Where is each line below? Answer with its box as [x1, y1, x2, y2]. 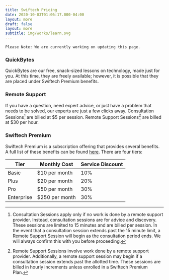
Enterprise [8, 193, 33, 200]
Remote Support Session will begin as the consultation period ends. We [12, 233, 161, 239]
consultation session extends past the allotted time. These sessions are [12, 258, 161, 264]
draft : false [5, 21, 33, 27]
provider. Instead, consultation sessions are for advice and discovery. [12, 217, 157, 223]
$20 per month [37, 177, 73, 184]
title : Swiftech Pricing [5, 7, 57, 13]
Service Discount [80, 161, 123, 168]
